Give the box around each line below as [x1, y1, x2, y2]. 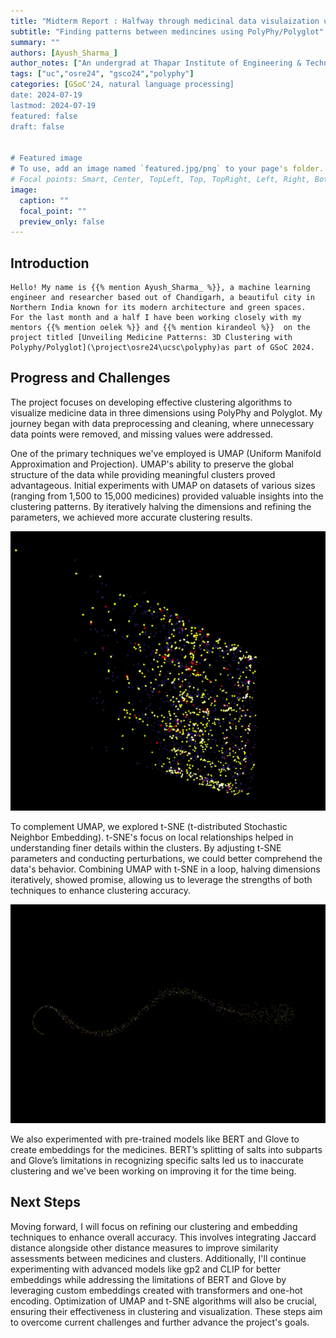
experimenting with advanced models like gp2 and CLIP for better [10, 1263, 282, 1275]
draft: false [10, 121, 65, 132]
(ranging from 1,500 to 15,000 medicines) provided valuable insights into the [10, 490, 324, 502]
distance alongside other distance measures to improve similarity [10, 1241, 279, 1254]
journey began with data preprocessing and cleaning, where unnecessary [10, 417, 315, 429]
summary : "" [10, 37, 60, 47]
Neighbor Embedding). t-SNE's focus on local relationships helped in [10, 831, 294, 844]
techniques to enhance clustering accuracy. [10, 885, 192, 897]
